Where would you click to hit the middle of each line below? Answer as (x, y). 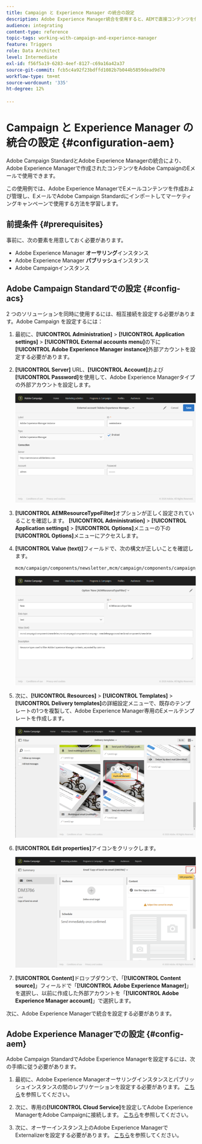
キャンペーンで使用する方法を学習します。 (69, 203)
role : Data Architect (33, 51)
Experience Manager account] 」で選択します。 (74, 1001)
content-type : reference (37, 32)
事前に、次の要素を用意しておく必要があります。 (66, 240)
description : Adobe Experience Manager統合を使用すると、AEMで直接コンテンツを (100, 19)
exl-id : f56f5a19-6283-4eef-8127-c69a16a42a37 (66, 63)
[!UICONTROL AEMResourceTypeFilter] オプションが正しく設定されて (102, 513)
